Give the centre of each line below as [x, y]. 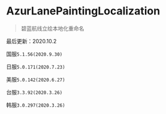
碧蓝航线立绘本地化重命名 [52, 28]
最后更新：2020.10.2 [31, 41]
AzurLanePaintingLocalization [83, 11]
